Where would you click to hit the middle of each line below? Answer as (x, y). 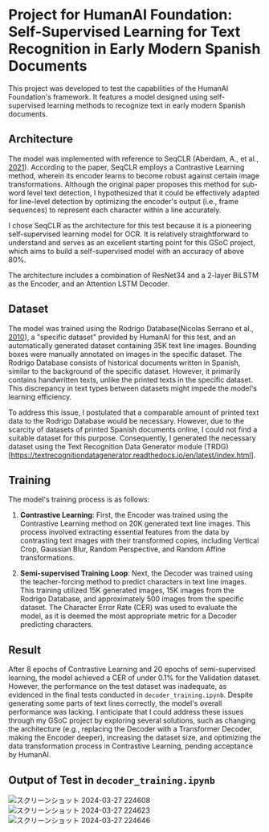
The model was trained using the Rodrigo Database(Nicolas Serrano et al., (131, 328)
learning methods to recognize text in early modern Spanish (146, 105)
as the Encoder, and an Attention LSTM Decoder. (89, 284)
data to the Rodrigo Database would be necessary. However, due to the (126, 420)
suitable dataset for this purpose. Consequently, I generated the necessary (132, 438)
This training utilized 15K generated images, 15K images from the (127, 590)
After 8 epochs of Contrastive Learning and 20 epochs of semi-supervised (132, 670)
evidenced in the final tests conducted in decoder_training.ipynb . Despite (131, 695)
